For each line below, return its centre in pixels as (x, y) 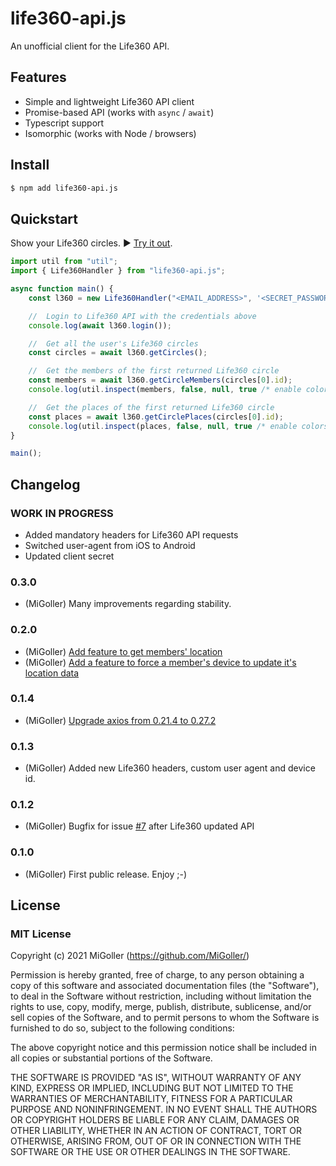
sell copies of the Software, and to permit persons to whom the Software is (165, 1018)
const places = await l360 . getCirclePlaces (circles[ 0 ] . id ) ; (156, 417)
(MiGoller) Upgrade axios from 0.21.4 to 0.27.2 (120, 720)
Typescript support (64, 123)
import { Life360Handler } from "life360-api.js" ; (118, 271)
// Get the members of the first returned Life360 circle (154, 371)
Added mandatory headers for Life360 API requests (131, 534)
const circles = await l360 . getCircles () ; (118, 353)
